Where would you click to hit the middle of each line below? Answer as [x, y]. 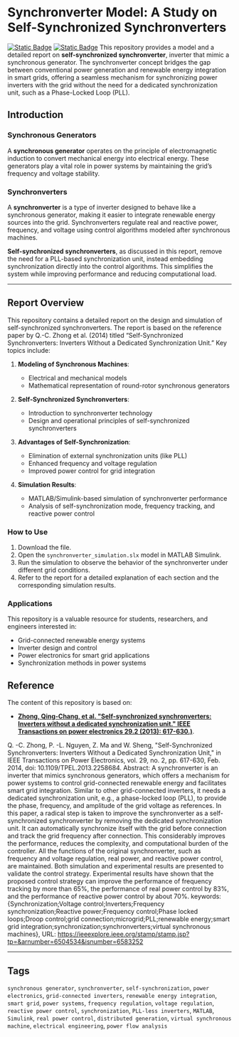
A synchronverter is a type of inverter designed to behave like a [102, 207]
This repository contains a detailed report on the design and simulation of [115, 320]
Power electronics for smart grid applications [84, 656]
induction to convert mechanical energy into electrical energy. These [108, 158]
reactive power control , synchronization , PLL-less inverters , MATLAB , [111, 1010]
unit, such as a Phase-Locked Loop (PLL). [69, 92]
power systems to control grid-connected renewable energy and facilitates [117, 783]
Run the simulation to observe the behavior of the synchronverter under [123, 563]
